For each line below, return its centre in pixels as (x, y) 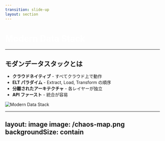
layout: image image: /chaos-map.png (65, 125)
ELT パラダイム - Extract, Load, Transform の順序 (62, 82)
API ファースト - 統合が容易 (40, 94)
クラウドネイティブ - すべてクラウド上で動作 (57, 76)
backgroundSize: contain (44, 132)
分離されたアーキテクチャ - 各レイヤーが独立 (57, 88)
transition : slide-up (27, 10)
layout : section (22, 14)
